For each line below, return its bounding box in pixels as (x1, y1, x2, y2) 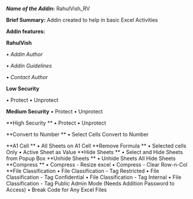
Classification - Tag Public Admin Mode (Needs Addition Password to (6, 180, 175, 187)
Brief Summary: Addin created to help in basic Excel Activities (6, 17, 158, 23)
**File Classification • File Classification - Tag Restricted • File (6, 168, 159, 174)
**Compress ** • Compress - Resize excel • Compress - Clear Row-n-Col (6, 161, 188, 168)
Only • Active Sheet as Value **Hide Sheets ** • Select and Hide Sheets (6, 149, 183, 155)
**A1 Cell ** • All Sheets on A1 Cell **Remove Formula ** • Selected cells (6, 142, 187, 149)
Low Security (6, 85, 40, 92)
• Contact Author (6, 74, 48, 80)
